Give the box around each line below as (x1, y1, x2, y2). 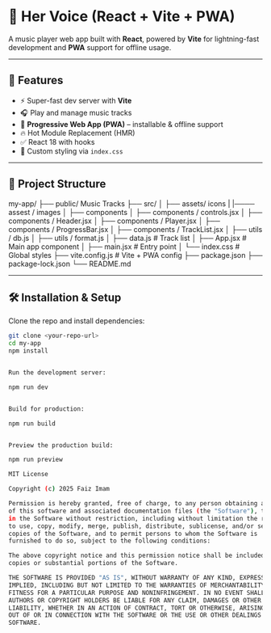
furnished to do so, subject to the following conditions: (8, 537, 211, 545)
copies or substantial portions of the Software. (8, 559, 179, 568)
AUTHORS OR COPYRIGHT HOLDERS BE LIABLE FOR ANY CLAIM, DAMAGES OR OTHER (8, 596, 262, 605)
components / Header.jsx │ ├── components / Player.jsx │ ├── (8, 216, 220, 226)
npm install (8, 347, 48, 355)
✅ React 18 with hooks (19, 137, 95, 146)
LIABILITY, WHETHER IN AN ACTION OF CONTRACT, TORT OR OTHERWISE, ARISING (8, 604, 265, 612)
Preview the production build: (8, 441, 114, 449)
